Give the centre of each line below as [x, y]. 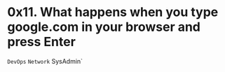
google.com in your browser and [104, 27]
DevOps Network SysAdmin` [45, 61]
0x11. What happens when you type [113, 12]
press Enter [41, 42]
